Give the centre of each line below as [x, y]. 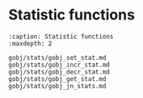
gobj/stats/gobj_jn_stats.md [57, 86]
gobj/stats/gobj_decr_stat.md [59, 72]
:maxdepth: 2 [30, 43]
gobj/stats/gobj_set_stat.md [57, 58]
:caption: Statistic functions [61, 36]
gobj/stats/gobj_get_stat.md [57, 79]
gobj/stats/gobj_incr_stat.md [59, 65]
